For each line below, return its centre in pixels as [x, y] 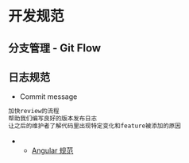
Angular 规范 [52, 150]
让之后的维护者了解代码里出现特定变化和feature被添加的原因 [94, 126]
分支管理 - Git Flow [55, 48]
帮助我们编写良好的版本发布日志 [53, 119]
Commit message [48, 97]
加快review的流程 [34, 112]
